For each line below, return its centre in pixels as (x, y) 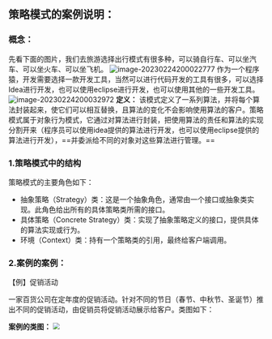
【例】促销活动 (33, 282)
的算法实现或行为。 (52, 230)
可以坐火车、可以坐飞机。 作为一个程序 (141, 69)
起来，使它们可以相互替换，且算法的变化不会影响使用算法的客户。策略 (147, 109)
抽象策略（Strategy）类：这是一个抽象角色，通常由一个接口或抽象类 (134, 199)
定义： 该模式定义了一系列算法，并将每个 (185, 99)
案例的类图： (30, 327)
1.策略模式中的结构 (45, 163)
